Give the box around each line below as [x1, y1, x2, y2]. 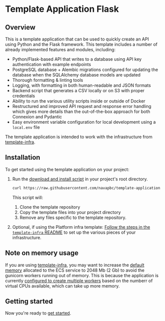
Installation [5, 153, 40, 162]
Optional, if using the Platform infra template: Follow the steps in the [12, 224, 150, 230]
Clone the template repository [19, 204, 80, 210]
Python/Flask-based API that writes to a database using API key [12, 56, 142, 62]
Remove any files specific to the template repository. [19, 214, 127, 220]
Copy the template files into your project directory [19, 209, 121, 215]
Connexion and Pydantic [12, 114, 63, 119]
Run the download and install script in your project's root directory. [12, 176, 148, 182]
